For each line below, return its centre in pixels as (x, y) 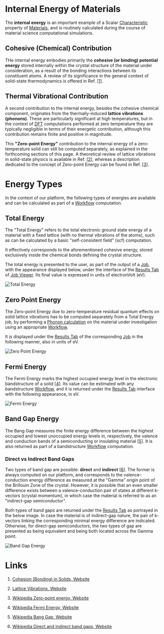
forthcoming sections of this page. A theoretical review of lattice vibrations (80, 154)
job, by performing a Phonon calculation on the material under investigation (81, 322)
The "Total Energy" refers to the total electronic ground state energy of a (78, 230)
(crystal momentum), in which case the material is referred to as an (89, 496)
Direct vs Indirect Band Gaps (40, 459)
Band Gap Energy (32, 419)
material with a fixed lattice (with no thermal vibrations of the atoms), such (80, 235)
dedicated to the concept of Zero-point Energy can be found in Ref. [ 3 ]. (77, 164)
